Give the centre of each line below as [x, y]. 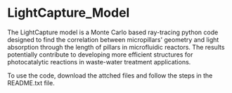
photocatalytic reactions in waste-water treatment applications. [99, 62]
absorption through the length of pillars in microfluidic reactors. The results [116, 47]
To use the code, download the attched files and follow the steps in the [110, 76]
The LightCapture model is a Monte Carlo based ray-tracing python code [113, 32]
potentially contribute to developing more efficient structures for [100, 55]
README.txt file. [31, 83]
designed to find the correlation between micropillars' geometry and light [113, 39]
